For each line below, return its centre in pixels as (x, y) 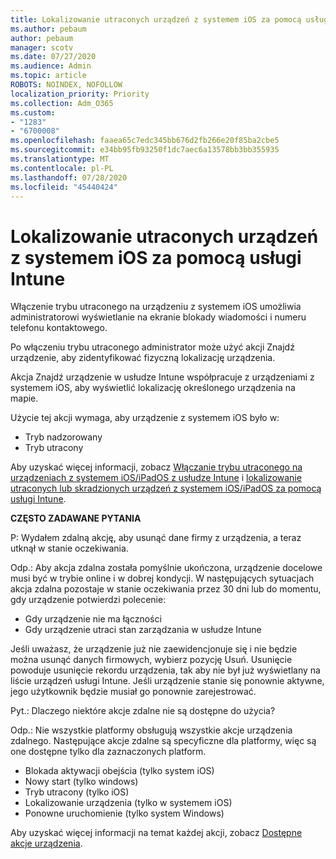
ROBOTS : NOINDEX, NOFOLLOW (66, 85)
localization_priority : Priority (80, 94)
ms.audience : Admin (51, 66)
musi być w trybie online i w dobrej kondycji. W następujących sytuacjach (162, 578)
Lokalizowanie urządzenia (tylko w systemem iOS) (128, 803)
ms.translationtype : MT (60, 159)
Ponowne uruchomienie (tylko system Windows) (124, 813)
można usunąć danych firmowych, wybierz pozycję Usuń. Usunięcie (151, 660)
